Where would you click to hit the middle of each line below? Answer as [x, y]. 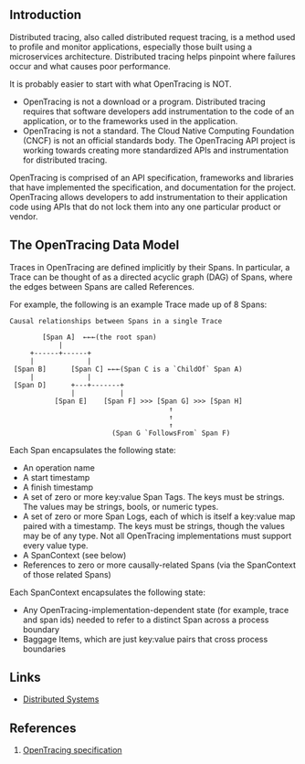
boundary [41, 629]
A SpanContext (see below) [74, 555]
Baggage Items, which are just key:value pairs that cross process [145, 639]
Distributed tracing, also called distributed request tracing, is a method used [152, 37]
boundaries [44, 649]
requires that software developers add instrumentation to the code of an [158, 111]
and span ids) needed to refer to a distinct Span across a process [146, 620]
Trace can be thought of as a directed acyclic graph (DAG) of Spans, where [151, 277]
